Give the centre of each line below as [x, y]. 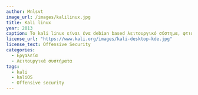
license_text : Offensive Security [49, 45]
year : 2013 [19, 28]
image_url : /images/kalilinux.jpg [49, 17]
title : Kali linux [29, 22]
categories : [21, 50]
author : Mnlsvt [25, 12]
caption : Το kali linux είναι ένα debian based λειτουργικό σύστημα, [93, 34]
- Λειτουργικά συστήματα [42, 61]
